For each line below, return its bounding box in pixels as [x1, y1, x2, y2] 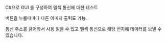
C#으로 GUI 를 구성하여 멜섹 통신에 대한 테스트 [5, 5, 99, 10]
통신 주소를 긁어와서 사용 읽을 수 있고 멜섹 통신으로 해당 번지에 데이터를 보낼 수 [5, 26, 162, 32]
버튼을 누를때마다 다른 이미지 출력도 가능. [5, 15, 87, 21]
